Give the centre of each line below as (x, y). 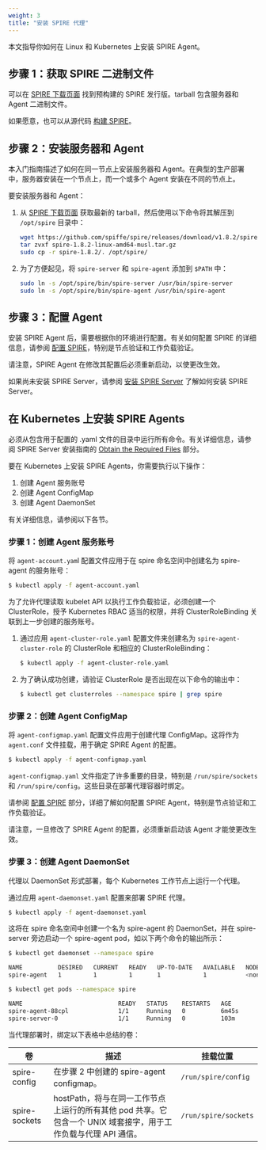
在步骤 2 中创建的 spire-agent (109, 1072)
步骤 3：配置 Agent (55, 317)
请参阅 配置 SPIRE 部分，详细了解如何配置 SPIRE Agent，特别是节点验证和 (129, 803)
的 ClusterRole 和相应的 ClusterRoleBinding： (138, 648)
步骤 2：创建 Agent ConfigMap (68, 716)
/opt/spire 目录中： (52, 223)
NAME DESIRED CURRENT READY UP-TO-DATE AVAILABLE (122, 968)
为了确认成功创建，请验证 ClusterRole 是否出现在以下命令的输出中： (131, 680)
